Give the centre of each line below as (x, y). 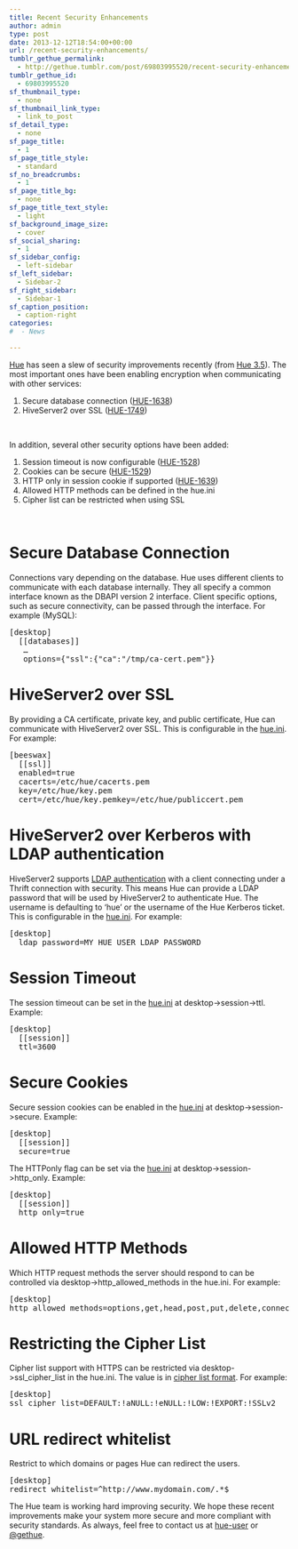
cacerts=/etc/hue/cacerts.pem (84, 782)
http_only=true (51, 1212)
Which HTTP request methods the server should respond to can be (132, 1272)
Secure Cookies (69, 1082)
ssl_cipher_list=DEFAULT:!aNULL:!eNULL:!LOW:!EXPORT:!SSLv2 (143, 1403)
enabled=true (47, 773)
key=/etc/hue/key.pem (65, 791)
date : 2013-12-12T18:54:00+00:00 (71, 42)
